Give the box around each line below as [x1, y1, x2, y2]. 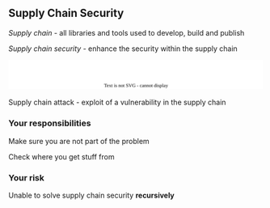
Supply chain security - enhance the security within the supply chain [8, 44, 238, 53]
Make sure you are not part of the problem [8, 136, 150, 146]
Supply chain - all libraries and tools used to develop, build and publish [8, 28, 245, 37]
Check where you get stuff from [8, 151, 115, 161]
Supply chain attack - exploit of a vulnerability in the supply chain [8, 97, 226, 108]
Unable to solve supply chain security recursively [8, 190, 175, 200]
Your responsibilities [8, 117, 91, 129]
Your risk [8, 172, 44, 183]
